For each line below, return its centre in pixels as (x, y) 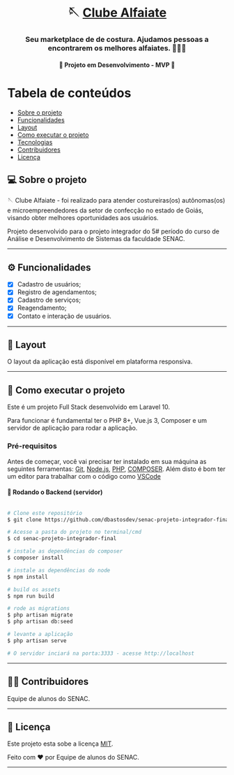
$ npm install (28, 577)
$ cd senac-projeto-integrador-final (62, 539)
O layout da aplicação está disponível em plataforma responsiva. (100, 362)
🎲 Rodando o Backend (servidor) (55, 492)
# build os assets (34, 589)
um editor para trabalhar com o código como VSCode (84, 476)
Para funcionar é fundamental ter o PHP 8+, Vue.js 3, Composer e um (107, 421)
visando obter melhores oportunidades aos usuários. (83, 218)
